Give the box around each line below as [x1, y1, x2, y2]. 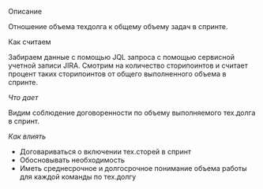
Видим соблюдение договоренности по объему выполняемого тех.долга [8, 108, 256, 117]
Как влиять [8, 132, 47, 141]
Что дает [8, 93, 39, 102]
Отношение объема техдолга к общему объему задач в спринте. [8, 22, 228, 31]
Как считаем [8, 37, 51, 46]
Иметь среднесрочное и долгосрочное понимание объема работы [19, 164, 247, 172]
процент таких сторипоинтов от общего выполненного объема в [8, 69, 227, 78]
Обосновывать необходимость [19, 155, 125, 165]
